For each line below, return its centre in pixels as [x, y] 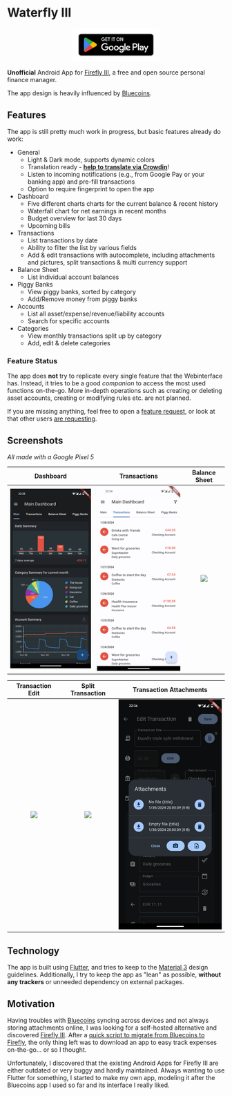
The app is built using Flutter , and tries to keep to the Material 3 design [108, 968]
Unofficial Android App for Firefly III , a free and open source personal [106, 73]
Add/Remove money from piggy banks [82, 299]
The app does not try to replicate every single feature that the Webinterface [115, 376]
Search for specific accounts [69, 321]
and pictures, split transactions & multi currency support [107, 262]
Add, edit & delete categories [69, 343]
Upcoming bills [49, 226]
